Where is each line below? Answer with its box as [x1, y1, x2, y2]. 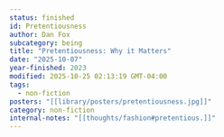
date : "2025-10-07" [9, 55, 83, 64]
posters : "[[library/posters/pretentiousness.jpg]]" [9, 96, 212, 106]
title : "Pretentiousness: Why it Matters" [9, 47, 172, 56]
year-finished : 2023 [9, 64, 88, 73]
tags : [9, 80, 30, 89]
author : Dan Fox [9, 30, 70, 39]
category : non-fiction [9, 105, 95, 114]
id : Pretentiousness [9, 22, 88, 31]
